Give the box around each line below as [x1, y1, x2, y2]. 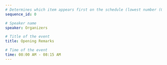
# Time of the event [5, 48, 48, 53]
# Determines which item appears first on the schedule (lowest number [5, 7, 157, 12]
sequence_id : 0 [5, 12, 37, 17]
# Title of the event [5, 34, 50, 39]
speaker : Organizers [5, 25, 48, 30]
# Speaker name [5, 21, 37, 26]
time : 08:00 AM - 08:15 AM [5, 52, 61, 57]
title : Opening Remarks [5, 39, 55, 44]
